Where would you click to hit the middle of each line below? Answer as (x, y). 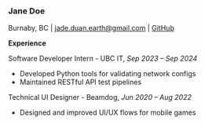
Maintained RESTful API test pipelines (81, 82)
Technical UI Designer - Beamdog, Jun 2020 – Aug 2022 (100, 97)
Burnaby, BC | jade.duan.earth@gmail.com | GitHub (91, 28)
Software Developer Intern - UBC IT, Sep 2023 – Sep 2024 (103, 59)
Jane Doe (27, 11)
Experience (27, 43)
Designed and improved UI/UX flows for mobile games (108, 112)
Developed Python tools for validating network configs (108, 74)
